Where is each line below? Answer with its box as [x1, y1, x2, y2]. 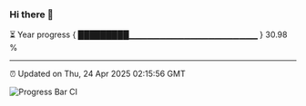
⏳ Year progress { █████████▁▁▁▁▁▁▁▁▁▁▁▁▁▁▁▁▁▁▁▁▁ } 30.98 [9, 29, 288, 40]
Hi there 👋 [9, 8, 55, 21]
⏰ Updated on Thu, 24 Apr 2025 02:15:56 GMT [9, 68, 186, 80]
